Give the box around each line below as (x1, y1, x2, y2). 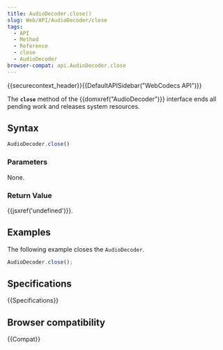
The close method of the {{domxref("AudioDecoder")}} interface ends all (7, 95, 217, 103)
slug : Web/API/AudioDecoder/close (7, 17, 108, 24)
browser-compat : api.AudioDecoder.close (7, 62, 127, 69)
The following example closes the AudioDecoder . (7, 245, 145, 253)
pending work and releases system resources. (7, 102, 141, 110)
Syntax (7, 123, 39, 135)
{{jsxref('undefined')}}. (7, 206, 73, 215)
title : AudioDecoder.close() (7, 10, 92, 17)
